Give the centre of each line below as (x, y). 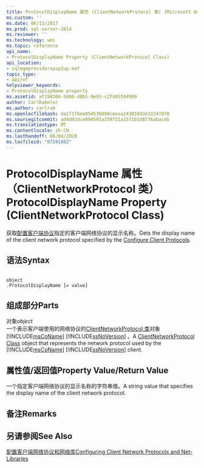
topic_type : (21, 74)
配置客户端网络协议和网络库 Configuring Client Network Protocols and (93, 452)
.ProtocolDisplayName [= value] (47, 285)
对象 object (20, 321)
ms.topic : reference (32, 46)
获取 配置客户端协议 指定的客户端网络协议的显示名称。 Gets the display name (101, 233)
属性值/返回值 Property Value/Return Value (87, 370)
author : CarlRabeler (32, 102)
